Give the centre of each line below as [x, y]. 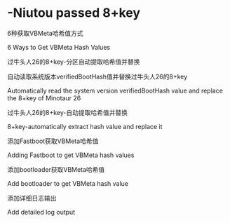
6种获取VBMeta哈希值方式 [45, 33]
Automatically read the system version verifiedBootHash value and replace [115, 90]
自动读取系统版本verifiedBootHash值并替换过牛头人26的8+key [97, 76]
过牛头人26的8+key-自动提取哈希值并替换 [68, 112]
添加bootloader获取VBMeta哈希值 [56, 169]
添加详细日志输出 [32, 198]
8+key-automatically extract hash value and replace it [85, 126]
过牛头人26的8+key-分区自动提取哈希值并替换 [74, 62]
